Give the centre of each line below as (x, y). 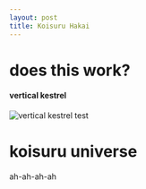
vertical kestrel (38, 96)
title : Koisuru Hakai (50, 26)
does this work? (70, 70)
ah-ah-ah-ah (33, 176)
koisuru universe (73, 152)
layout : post (34, 17)
